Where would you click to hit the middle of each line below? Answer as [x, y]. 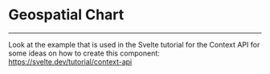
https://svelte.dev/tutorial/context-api [70, 61]
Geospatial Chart [66, 15]
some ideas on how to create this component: [84, 53]
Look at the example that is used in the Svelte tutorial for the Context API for [134, 44]
